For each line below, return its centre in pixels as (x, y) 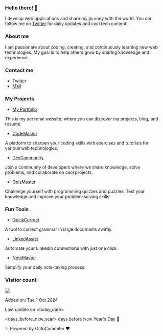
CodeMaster (25, 134)
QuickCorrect (26, 220)
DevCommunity (28, 158)
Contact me (19, 70)
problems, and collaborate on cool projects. (49, 172)
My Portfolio (24, 109)
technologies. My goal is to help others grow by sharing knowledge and (77, 52)
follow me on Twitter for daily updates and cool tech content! (67, 24)
